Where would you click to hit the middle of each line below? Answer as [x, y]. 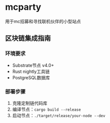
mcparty [23, 7]
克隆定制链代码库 [30, 103]
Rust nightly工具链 [31, 71]
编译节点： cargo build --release [47, 109]
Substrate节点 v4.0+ [33, 65]
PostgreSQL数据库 [31, 77]
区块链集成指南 [28, 38]
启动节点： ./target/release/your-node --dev [59, 115]
